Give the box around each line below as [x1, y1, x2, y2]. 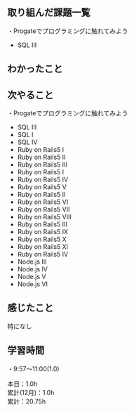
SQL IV [17, 138, 38, 146]
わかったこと [7, 63, 63, 75]
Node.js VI [17, 280, 48, 288]
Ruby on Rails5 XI [17, 243, 69, 251]
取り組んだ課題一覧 [7, 6, 91, 19]
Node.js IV [17, 265, 48, 273]
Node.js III [17, 257, 47, 266]
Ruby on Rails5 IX [17, 228, 69, 236]
